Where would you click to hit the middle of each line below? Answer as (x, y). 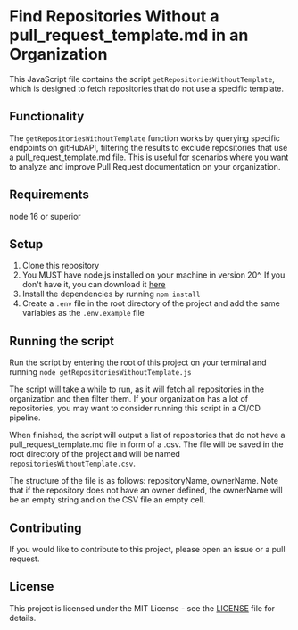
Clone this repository (61, 266)
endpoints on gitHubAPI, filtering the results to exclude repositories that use (149, 147)
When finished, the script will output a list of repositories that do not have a (147, 435)
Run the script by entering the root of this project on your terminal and (138, 362)
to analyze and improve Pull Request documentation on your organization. (145, 166)
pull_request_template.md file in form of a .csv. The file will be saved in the (146, 444)
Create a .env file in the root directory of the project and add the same (151, 303)
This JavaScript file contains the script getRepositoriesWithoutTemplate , (142, 79)
